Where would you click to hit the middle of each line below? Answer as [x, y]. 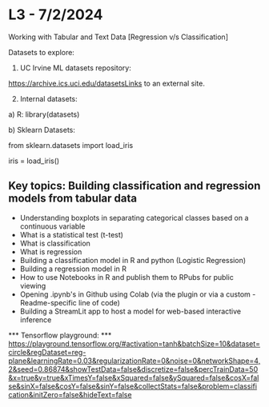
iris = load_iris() [34, 161]
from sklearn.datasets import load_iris [71, 145]
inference [36, 319]
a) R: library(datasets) [44, 114]
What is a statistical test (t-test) [72, 234]
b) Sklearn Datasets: [42, 130]
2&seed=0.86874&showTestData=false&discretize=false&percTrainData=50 [133, 369]
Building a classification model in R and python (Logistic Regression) [133, 260]
